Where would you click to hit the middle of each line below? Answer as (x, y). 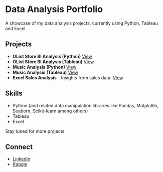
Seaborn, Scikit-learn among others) (50, 111)
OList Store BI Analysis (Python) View (52, 56)
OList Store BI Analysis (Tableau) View (53, 62)
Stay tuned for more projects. (36, 131)
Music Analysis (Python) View (44, 67)
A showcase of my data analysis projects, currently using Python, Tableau (81, 23)
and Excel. (16, 28)
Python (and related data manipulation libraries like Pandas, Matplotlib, (86, 105)
